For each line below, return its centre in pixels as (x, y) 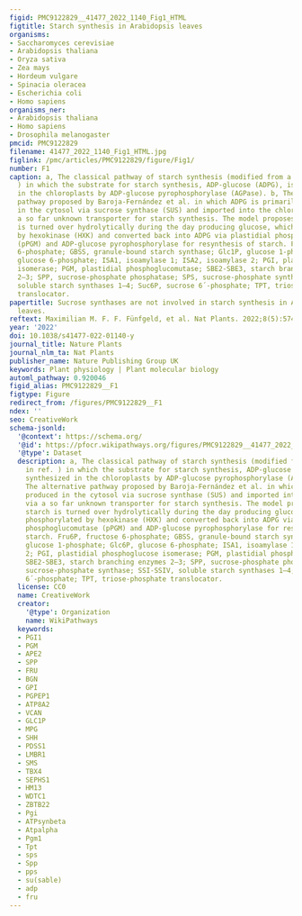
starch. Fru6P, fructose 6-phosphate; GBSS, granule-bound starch (152, 537)
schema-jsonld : (38, 428)
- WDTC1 (32, 797)
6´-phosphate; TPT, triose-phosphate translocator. (124, 579)
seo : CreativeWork (44, 420)
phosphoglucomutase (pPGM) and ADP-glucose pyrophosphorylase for (152, 529)
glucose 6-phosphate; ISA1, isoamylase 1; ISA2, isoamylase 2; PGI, (148, 261)
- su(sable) (40, 880)
